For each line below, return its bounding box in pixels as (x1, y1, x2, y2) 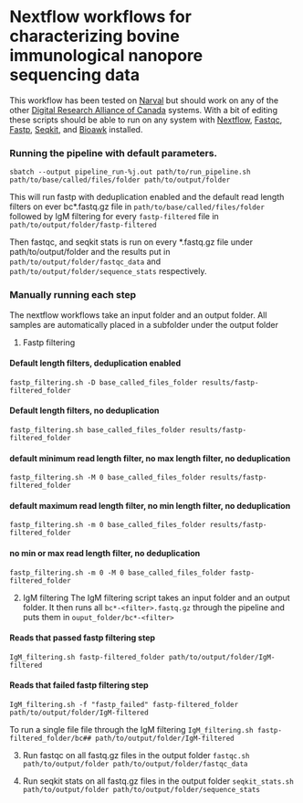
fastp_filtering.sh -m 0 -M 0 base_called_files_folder (9, 568, 226, 577)
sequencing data (9, 65, 140, 86)
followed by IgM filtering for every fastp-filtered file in (9, 211, 219, 222)
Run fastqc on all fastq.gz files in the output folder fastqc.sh (22, 749, 250, 760)
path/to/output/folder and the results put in (9, 247, 171, 258)
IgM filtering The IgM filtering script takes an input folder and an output (22, 592, 290, 603)
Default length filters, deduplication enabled (9, 358, 181, 369)
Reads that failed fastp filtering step (9, 680, 149, 691)
